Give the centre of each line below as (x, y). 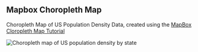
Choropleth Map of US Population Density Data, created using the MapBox (99, 24)
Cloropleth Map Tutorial (36, 31)
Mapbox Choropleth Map (54, 10)
